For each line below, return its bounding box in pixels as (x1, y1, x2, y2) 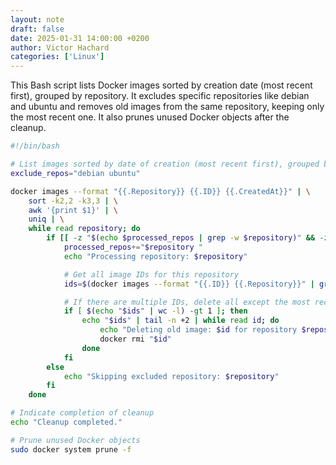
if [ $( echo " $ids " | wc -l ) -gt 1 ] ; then (63, 306, 248, 316)
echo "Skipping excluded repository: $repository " (63, 371, 280, 381)
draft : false (10, 24, 65, 34)
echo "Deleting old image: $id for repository (99, 325, 298, 335)
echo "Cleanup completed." (10, 417, 123, 427)
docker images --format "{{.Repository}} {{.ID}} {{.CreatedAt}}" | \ (10, 186, 311, 196)
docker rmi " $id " (99, 334, 172, 344)
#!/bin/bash (10, 141, 60, 151)
